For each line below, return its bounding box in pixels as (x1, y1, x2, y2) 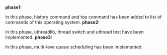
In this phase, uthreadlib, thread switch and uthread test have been (5, 29, 144, 34)
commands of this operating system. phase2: (5, 19, 100, 25)
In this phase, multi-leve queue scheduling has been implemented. (5, 44, 143, 49)
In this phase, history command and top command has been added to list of (5, 14, 162, 19)
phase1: (5, 4, 22, 10)
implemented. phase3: (5, 34, 53, 40)
